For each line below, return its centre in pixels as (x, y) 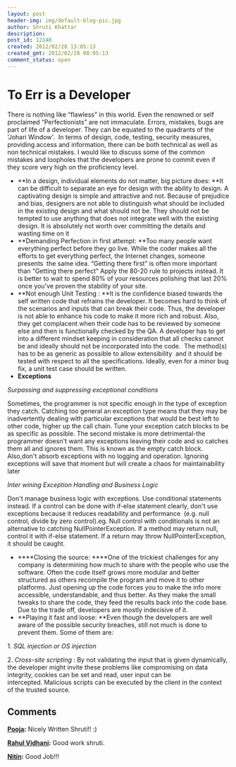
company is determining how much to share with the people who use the (123, 564)
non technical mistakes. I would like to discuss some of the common (106, 152)
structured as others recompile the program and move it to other (111, 580)
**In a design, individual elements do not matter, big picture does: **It (120, 180)
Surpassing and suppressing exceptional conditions (83, 390)
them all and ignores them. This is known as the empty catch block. (105, 448)
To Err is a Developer (69, 94)
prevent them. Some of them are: (66, 632)
